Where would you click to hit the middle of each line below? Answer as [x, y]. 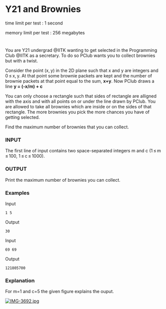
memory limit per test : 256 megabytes [45, 32]
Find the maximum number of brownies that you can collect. [67, 127]
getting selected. [22, 117]
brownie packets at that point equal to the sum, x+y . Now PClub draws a [80, 81]
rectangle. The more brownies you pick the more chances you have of [77, 112]
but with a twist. [22, 61]
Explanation [20, 281]
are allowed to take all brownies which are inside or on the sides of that [78, 107]
